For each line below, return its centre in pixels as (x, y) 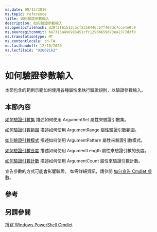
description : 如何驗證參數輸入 (34, 23)
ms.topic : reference (26, 14)
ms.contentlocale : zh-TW (30, 41)
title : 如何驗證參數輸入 (27, 18)
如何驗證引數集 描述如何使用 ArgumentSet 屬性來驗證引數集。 (67, 120)
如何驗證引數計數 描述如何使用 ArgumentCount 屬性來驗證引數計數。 (74, 161)
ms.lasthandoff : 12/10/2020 (34, 46)
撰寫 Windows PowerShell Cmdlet (39, 225)
